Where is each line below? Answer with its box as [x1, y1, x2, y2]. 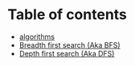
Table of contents [7, 6, 128, 24]
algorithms [18, 32, 55, 41]
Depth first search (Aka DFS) [18, 49, 115, 58]
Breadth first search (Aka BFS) [18, 40, 121, 49]
